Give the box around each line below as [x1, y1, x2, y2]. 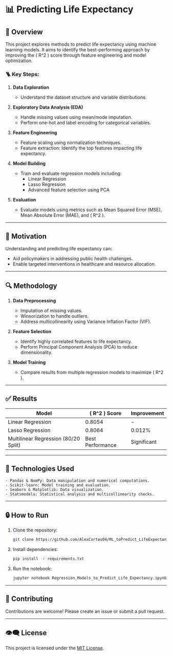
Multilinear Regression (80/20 [8, 435, 80, 442]
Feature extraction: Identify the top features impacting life [20, 145, 142, 151]
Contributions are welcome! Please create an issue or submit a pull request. [5, 608, 165, 614]
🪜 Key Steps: [5, 70, 39, 78]
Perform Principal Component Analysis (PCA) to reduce [20, 343, 138, 350]
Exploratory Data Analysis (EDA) [12, 104, 83, 111]
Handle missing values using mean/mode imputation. [20, 114, 133, 120]
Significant [131, 438, 157, 445]
